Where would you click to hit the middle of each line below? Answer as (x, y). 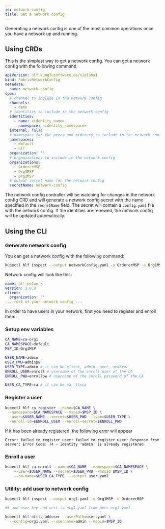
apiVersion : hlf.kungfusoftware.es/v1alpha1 (51, 75)
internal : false (26, 130)
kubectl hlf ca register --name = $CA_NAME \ (50, 408)
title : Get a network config (35, 14)
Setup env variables (29, 330)
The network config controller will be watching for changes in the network (80, 195)
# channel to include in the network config (56, 98)
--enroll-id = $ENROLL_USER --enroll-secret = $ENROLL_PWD (64, 422)
